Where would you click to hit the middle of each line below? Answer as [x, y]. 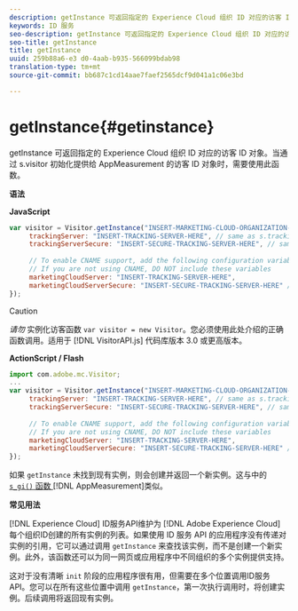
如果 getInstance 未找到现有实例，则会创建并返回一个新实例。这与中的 [138, 475]
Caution [24, 311]
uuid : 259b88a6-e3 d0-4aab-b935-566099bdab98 [94, 59]
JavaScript [30, 211]
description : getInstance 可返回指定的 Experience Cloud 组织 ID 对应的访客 [145, 17]
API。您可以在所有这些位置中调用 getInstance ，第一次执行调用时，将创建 [143, 587]
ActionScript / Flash [47, 358]
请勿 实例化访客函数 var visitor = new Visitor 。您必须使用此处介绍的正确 [146, 329]
